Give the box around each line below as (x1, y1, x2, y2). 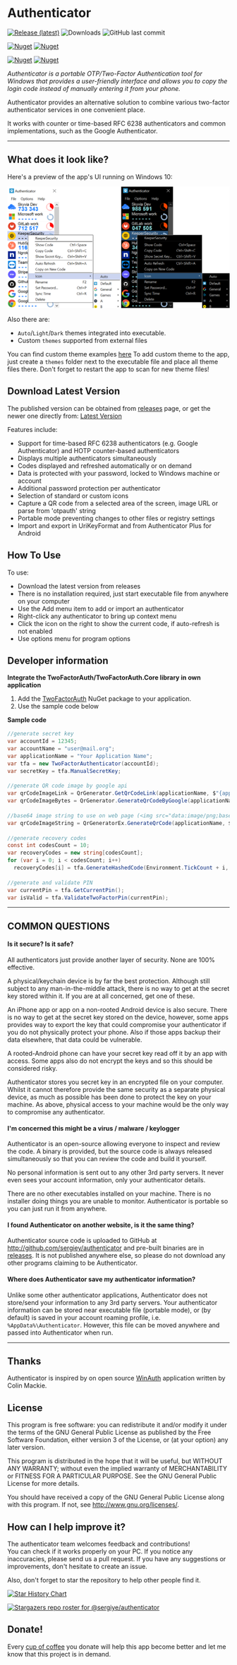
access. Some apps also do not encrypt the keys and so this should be (7, 1057, 213, 1065)
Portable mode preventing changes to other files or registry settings (17, 514, 215, 522)
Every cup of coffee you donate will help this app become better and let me (7, 1642, 226, 1651)
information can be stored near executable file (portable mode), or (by (7, 1306, 212, 1314)
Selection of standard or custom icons (17, 491, 129, 500)
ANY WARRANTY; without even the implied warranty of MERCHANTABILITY (7, 1465, 228, 1473)
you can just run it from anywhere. (7, 1205, 107, 1213)
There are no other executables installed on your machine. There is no (7, 1189, 212, 1198)
